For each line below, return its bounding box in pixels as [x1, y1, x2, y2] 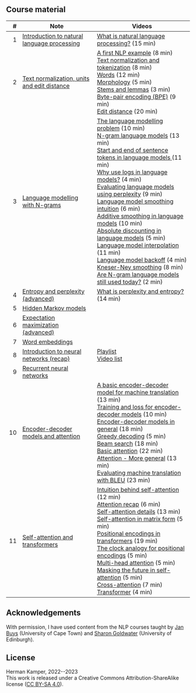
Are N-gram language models [97, 270, 180, 279]
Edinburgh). [6, 636, 34, 643]
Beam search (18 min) [97, 439, 159, 447]
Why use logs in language [97, 168, 168, 176]
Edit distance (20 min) [97, 107, 158, 115]
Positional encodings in [97, 529, 161, 537]
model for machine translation [97, 388, 179, 396]
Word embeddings [22, 338, 73, 346]
